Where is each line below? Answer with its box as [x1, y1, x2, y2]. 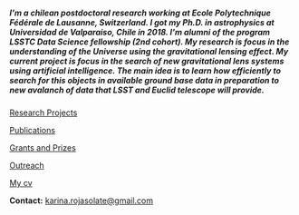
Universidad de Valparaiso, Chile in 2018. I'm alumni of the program [9, 26, 270, 37]
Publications [9, 124, 56, 135]
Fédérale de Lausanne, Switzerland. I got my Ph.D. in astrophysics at [9, 16, 275, 27]
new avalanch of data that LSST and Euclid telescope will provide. [9, 84, 265, 95]
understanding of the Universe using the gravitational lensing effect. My [9, 45, 289, 56]
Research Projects [9, 107, 78, 118]
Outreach [9, 160, 45, 171]
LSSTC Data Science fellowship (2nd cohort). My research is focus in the [9, 36, 290, 47]
